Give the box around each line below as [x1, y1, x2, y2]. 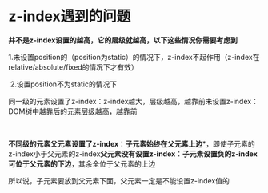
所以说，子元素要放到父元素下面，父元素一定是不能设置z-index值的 [8, 175, 230, 185]
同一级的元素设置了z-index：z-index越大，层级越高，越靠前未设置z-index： [8, 96, 258, 106]
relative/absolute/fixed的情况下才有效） [8, 62, 138, 72]
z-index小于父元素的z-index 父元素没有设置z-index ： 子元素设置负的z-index [8, 149, 258, 159]
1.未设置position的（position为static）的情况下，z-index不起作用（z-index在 [8, 52, 260, 62]
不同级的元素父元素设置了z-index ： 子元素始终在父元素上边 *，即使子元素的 [8, 139, 256, 148]
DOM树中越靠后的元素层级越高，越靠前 [8, 106, 138, 116]
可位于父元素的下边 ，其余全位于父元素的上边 [8, 159, 156, 168]
